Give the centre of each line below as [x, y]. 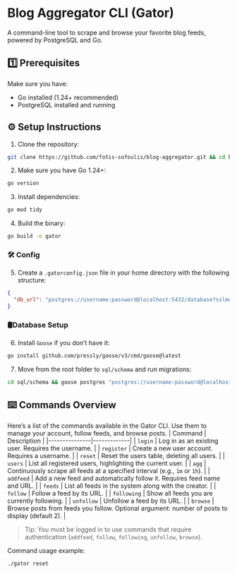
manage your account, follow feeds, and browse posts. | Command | [107, 433]
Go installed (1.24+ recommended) [68, 97]
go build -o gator [34, 237]
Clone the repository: [48, 144]
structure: [32, 280]
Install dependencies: [49, 197]
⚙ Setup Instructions [54, 127]
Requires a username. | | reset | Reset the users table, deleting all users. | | [116, 455]
